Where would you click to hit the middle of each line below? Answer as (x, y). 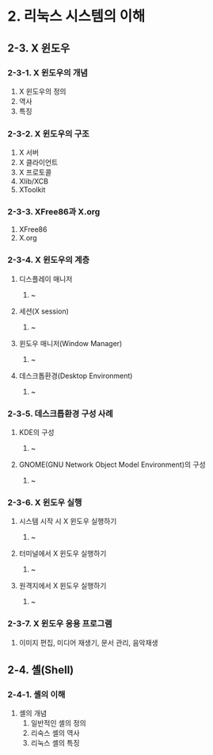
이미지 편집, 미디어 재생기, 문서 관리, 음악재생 (89, 642)
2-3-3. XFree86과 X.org (54, 212)
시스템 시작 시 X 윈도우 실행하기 (68, 522)
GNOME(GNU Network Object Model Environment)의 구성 (112, 464)
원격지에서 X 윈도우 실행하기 (63, 586)
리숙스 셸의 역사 (55, 733)
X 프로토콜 (35, 172)
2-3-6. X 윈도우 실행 (45, 503)
